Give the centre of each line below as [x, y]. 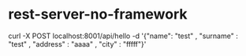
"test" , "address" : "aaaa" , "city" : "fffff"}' [77, 44]
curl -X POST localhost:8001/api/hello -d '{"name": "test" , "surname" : [123, 36]
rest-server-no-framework [98, 14]
